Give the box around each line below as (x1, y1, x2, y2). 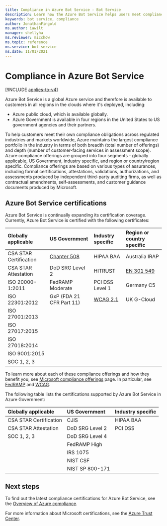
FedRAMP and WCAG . (5, 382, 51, 388)
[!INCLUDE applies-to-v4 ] (5, 87, 58, 93)
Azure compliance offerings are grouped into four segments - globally (5, 153, 149, 159)
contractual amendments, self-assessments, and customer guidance (5, 179, 146, 185)
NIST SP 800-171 (67, 465, 110, 472)
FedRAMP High (67, 441, 102, 448)
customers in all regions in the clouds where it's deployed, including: (5, 102, 146, 107)
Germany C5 (126, 282, 156, 289)
